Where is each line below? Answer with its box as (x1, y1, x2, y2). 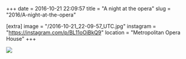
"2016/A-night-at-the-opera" (6, 11, 76, 18)
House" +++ (6, 35, 37, 42)
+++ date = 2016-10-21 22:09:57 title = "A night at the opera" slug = (6, 5, 171, 12)
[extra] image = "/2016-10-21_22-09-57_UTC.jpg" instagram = (6, 23, 156, 29)
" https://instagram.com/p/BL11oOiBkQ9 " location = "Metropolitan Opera (6, 29, 181, 36)
